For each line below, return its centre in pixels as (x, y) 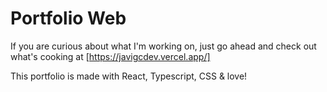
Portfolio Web (68, 18)
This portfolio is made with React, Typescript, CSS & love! (129, 76)
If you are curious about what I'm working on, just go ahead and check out (163, 46)
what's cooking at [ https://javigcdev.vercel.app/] (110, 56)
